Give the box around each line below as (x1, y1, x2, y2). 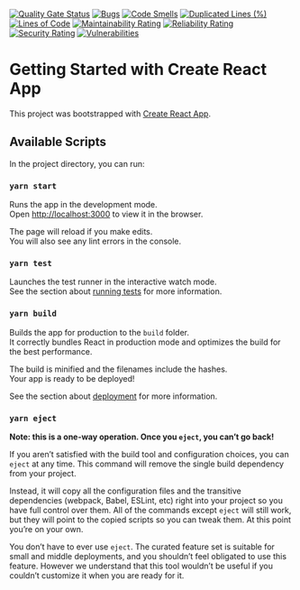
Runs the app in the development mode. (9, 199, 158, 210)
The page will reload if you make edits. (9, 226, 153, 237)
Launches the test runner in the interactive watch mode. (9, 276, 218, 288)
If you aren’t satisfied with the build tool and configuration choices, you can (9, 448, 290, 459)
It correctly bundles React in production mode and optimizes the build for (9, 336, 281, 347)
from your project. (9, 467, 77, 478)
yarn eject (9, 413, 57, 423)
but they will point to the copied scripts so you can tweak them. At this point (9, 514, 291, 525)
